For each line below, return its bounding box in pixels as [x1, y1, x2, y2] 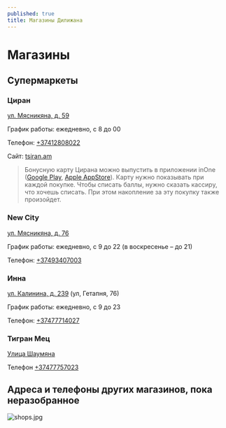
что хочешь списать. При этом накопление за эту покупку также [24, 188, 220, 197]
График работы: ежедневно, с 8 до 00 [7, 125, 121, 134]
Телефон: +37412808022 [7, 138, 80, 147]
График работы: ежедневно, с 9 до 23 [7, 302, 121, 311]
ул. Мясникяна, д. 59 [7, 111, 70, 120]
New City [7, 213, 40, 222]
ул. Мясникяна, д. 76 [7, 229, 69, 237]
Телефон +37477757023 [7, 363, 79, 371]
